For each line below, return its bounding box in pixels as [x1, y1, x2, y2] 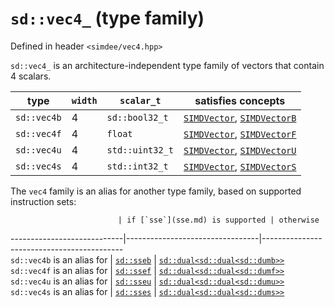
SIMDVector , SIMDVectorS [183, 159, 297, 173]
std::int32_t [106, 160, 169, 172]
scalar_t [119, 95, 162, 106]
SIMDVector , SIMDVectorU [183, 143, 297, 157]
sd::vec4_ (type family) [10, 7, 205, 30]
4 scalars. [10, 70, 52, 82]
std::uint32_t [106, 144, 174, 156]
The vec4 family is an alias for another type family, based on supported [10, 185, 302, 197]
